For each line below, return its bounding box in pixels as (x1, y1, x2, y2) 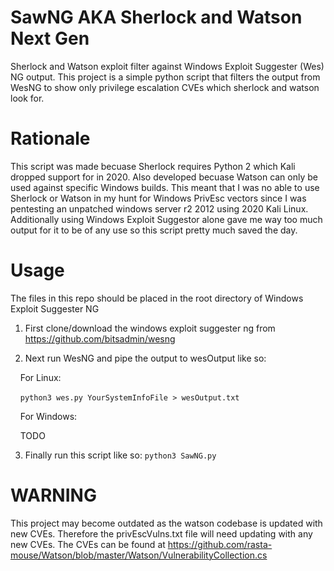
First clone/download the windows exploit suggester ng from (24, 322, 276, 334)
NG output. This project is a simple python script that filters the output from (10, 71, 321, 83)
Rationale (10, 127, 91, 150)
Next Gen (10, 27, 90, 50)
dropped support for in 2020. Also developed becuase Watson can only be (10, 171, 318, 183)
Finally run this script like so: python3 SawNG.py (24, 449, 217, 461)
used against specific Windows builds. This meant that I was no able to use (10, 181, 320, 193)
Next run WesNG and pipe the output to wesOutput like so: (24, 352, 267, 364)
